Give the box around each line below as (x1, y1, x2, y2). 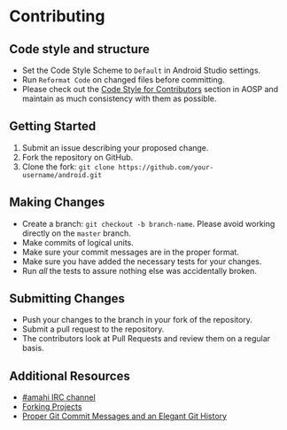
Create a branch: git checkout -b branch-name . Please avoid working (21, 218, 275, 229)
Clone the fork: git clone (21, 161, 115, 172)
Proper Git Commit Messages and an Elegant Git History (21, 410, 228, 422)
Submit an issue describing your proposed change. (21, 142, 209, 152)
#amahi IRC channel (21, 392, 96, 403)
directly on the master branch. (21, 228, 131, 238)
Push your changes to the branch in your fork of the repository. (21, 315, 252, 325)
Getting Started (9, 119, 97, 134)
